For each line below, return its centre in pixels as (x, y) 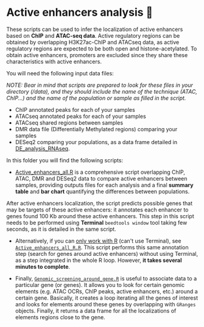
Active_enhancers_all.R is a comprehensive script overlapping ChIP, (100, 172)
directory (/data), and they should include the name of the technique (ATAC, (102, 91)
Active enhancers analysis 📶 (80, 12)
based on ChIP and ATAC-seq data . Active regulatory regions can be (93, 35)
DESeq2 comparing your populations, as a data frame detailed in (96, 142)
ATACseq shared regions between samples (69, 122)
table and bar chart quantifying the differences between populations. (102, 191)
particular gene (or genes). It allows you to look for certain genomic (100, 284)
